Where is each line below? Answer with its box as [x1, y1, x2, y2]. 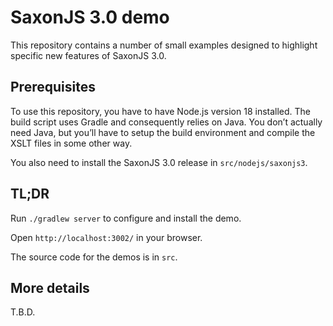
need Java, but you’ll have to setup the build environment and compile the [10, 126, 316, 138]
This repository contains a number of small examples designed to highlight [10, 39, 318, 51]
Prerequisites [10, 79, 96, 96]
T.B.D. [10, 306, 36, 318]
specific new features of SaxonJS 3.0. [10, 49, 167, 61]
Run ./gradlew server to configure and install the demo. [10, 212, 242, 224]
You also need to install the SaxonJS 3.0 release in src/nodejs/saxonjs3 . [10, 156, 308, 168]
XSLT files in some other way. [10, 137, 133, 149]
